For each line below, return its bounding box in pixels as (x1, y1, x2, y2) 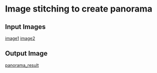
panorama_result (5, 62, 39, 68)
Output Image (5, 49, 48, 58)
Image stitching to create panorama (5, 3, 153, 15)
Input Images (5, 23, 46, 31)
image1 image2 (5, 35, 36, 41)
